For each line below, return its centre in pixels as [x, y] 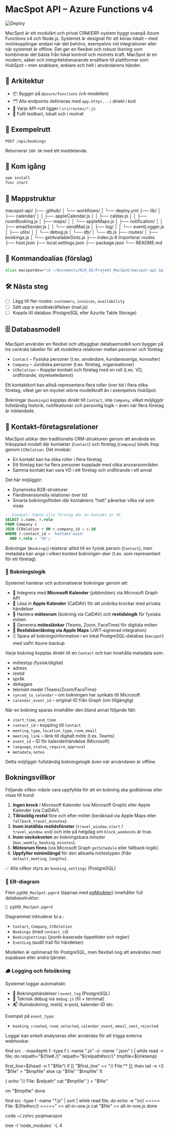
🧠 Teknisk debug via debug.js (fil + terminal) [59, 999]
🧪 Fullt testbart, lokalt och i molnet [48, 114]
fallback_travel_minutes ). [40, 821]
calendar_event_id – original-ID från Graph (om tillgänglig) [73, 700]
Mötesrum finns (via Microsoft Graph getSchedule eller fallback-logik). [86, 847]
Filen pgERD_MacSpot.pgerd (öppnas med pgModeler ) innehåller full [74, 892]
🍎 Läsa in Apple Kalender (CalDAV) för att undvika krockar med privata [87, 603]
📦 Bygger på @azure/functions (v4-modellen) [61, 93]
